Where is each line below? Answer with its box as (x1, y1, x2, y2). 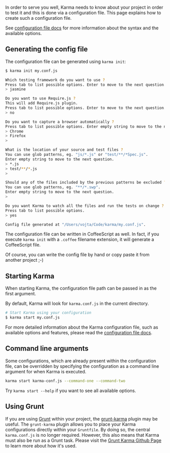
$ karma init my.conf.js (5, 68, 58, 73)
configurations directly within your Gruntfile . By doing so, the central (5, 426, 150, 433)
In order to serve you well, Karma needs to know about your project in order (5, 5, 163, 10)
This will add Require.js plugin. (5, 101, 78, 106)
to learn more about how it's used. (5, 442, 77, 448)
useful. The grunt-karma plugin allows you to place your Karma (5, 421, 136, 427)
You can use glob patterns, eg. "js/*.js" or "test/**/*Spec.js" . (5, 152, 148, 157)
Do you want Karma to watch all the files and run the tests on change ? (5, 203, 164, 208)
